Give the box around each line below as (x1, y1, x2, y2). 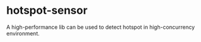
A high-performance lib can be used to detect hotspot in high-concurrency (6, 23, 196, 31)
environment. (6, 29, 40, 37)
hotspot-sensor (6, 4, 88, 17)
